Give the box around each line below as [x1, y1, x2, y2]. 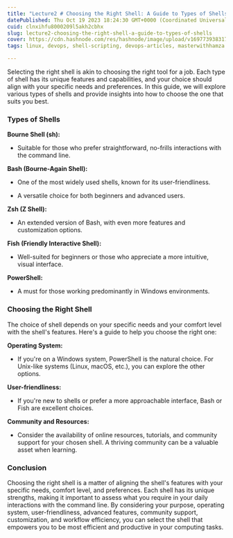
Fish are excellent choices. [17, 404, 94, 412]
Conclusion [7, 463, 47, 473]
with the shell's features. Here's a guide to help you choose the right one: [7, 327, 217, 336]
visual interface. [17, 260, 64, 268]
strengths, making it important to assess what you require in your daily [7, 493, 208, 501]
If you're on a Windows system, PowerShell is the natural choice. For [17, 354, 214, 363]
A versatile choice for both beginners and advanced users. [17, 192, 185, 200]
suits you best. [7, 97, 49, 105]
